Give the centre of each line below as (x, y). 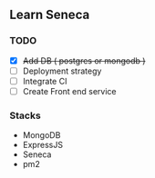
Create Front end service (69, 91)
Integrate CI (45, 81)
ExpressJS (43, 145)
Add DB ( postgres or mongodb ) (84, 60)
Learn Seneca (50, 15)
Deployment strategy (62, 71)
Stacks (25, 115)
